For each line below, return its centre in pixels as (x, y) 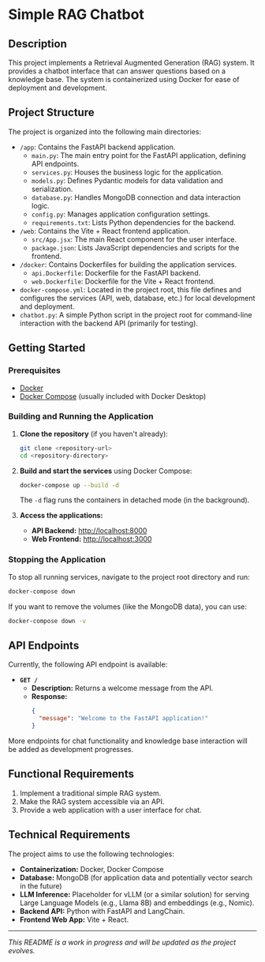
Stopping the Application (57, 560)
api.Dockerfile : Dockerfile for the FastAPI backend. (116, 272)
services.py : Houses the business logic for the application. (127, 172)
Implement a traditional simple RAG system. (90, 793)
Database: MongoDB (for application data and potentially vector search (136, 877)
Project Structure (51, 113)
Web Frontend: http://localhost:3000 (91, 539)
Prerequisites (34, 370)
